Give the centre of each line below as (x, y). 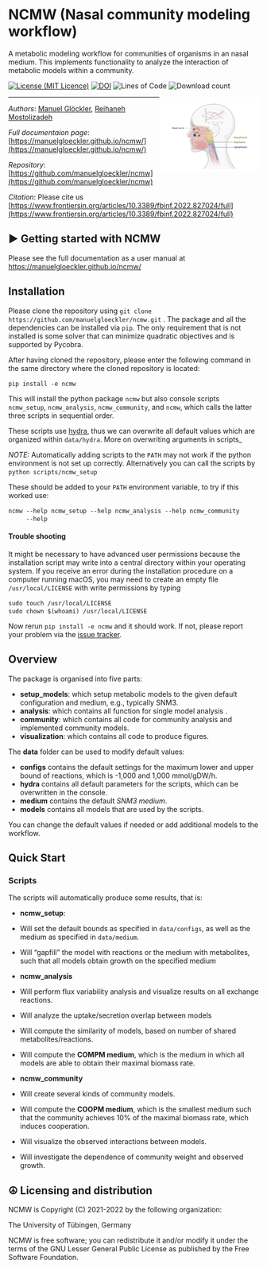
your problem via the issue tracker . (65, 634)
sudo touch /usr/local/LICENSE (60, 603)
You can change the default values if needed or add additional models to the (133, 825)
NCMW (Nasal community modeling (130, 15)
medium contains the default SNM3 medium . (93, 801)
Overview (33, 660)
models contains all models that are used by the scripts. (112, 809)
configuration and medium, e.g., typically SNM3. (99, 702)
